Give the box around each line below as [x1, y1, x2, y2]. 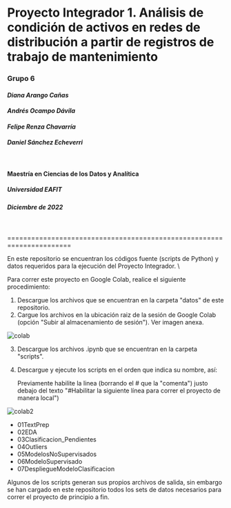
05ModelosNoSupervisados [17, 450, 97, 458]
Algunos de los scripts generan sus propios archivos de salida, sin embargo [7, 478, 223, 487]
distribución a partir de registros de [7, 35, 214, 50]
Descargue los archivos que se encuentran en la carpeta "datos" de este [17, 296, 224, 305]
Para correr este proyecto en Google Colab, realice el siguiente [7, 275, 186, 284]
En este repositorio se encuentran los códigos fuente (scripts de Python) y [7, 255, 219, 263]
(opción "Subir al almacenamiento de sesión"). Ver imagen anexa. [17, 318, 204, 327]
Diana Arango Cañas [7, 91, 69, 99]
